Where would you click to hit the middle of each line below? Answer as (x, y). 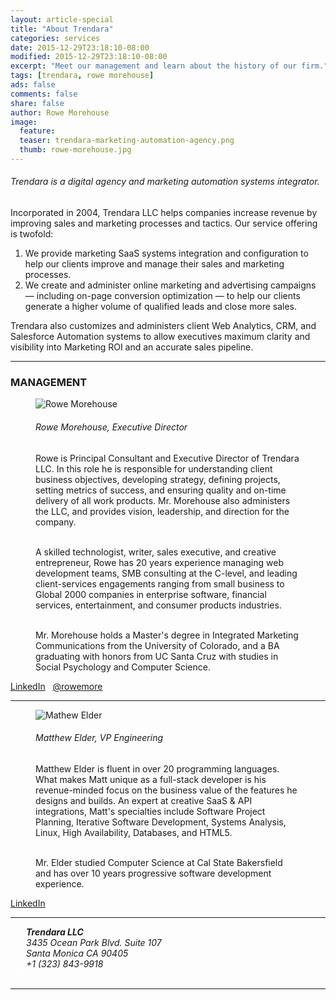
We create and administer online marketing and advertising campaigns (170, 285)
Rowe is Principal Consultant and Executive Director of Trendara (167, 458)
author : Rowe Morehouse (60, 112)
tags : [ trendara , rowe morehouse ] (82, 76)
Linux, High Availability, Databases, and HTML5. (134, 832)
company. (56, 522)
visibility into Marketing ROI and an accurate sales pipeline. (132, 347)
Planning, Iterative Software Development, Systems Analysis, (161, 822)
